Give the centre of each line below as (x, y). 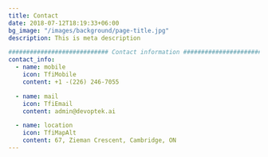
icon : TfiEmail (48, 104)
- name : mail (37, 96)
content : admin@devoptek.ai (69, 111)
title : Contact (33, 16)
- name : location (44, 126)
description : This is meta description (75, 38)
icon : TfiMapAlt (50, 133)
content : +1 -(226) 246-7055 (71, 82)
